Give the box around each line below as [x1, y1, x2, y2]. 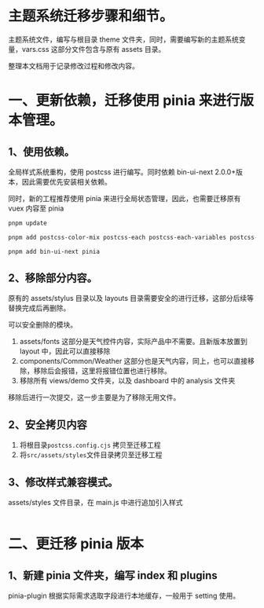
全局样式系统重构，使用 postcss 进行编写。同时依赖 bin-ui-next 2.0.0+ [8, 167, 236, 177]
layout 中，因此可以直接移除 [19, 346, 111, 356]
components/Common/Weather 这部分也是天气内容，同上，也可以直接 [19, 357, 248, 366]
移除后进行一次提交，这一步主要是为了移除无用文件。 [8, 393, 181, 402]
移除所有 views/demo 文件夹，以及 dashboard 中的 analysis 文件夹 [19, 376, 236, 386]
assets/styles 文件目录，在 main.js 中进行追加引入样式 [8, 498, 183, 507]
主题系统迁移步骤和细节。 [8, 7, 174, 25]
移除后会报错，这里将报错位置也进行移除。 [33, 366, 171, 375]
